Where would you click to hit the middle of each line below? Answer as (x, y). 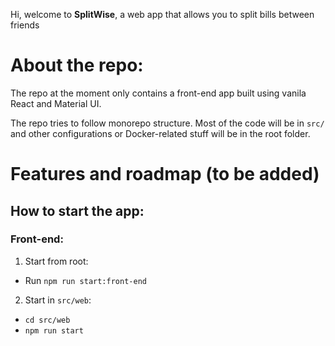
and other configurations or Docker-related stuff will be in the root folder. (160, 133)
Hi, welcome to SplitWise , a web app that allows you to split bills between (162, 14)
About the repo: (77, 65)
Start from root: (56, 261)
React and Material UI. (56, 103)
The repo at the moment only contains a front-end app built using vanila (158, 93)
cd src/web (47, 320)
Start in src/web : (58, 300)
